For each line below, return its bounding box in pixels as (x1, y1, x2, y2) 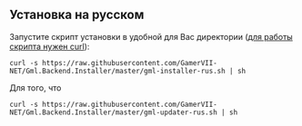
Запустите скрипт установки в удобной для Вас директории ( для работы (9, 31, 293, 42)
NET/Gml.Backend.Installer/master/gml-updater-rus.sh (9, 108, 218, 117)
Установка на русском (9, 7, 145, 23)
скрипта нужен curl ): (9, 41, 90, 52)
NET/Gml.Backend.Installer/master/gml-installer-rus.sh (9, 66, 226, 75)
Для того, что (9, 82, 62, 93)
